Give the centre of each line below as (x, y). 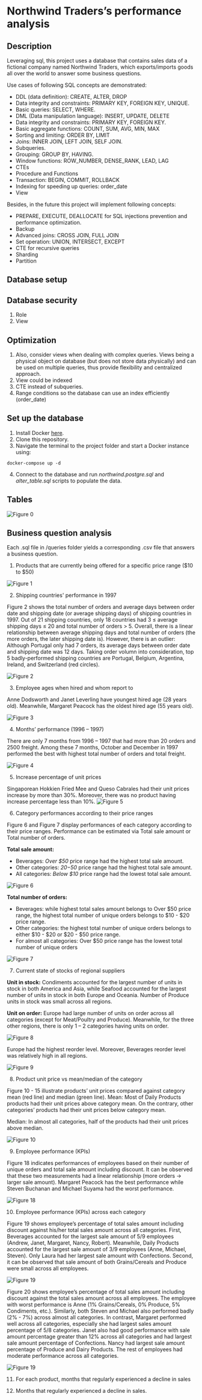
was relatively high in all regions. (47, 1056)
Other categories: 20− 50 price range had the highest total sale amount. (104, 867)
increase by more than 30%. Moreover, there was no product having (91, 795)
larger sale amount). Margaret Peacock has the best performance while (95, 1183)
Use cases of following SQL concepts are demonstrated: (77, 85)
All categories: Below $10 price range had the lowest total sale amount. (103, 874)
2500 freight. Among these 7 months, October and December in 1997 (93, 748)
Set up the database (45, 418)
